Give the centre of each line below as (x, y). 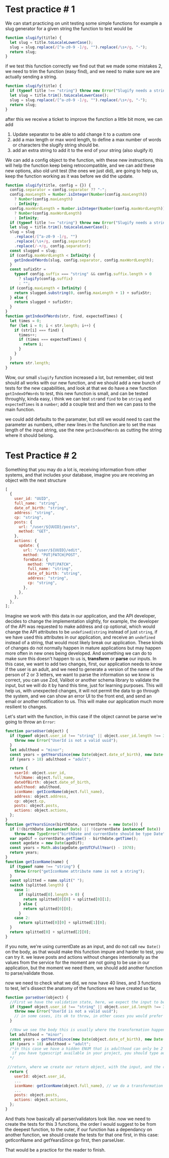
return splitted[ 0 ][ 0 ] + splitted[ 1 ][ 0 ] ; (63, 923)
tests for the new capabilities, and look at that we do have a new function (81, 388)
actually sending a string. (31, 77)
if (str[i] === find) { (39, 330)
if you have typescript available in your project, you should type (85, 1053)
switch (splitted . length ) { (39, 885)
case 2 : (22, 918)
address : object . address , (41, 796)
